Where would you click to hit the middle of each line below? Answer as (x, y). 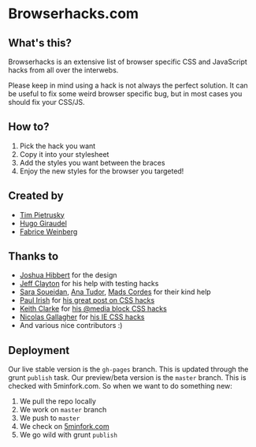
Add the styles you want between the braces (92, 162)
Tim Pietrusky (42, 214)
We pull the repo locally (58, 401)
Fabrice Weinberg (48, 231)
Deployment (39, 350)
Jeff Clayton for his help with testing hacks (89, 284)
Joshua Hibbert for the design (68, 275)
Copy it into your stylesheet (64, 154)
